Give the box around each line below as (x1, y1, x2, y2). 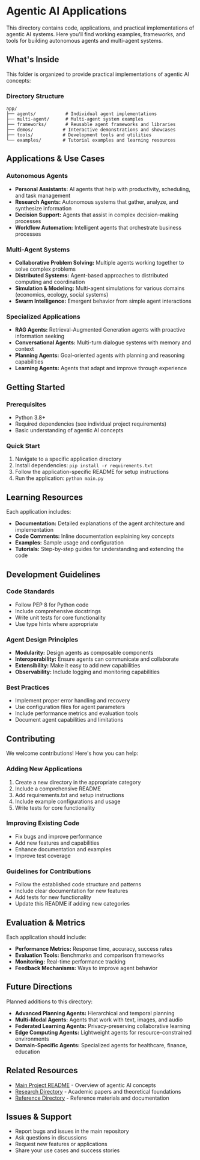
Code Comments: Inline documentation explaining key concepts (14, 532, 175, 540)
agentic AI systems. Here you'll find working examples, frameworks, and (6, 30, 186, 37)
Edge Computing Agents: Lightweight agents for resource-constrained (14, 1029, 192, 1036)
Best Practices (6, 683, 50, 692)
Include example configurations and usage (14, 798, 121, 805)
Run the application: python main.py (14, 474, 104, 482)
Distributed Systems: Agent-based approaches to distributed (14, 272, 169, 279)
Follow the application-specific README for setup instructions (14, 468, 169, 476)
